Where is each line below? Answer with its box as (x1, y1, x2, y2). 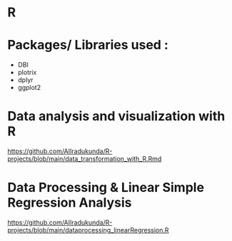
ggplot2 (17, 83, 41, 92)
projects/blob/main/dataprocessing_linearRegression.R (7, 226, 169, 234)
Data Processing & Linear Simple (7, 180, 205, 196)
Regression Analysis (7, 195, 132, 211)
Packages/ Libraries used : (7, 37, 169, 53)
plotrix (17, 68, 37, 77)
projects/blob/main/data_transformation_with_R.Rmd (7, 155, 162, 163)
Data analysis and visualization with (7, 108, 226, 125)
